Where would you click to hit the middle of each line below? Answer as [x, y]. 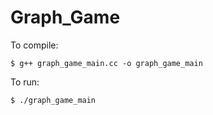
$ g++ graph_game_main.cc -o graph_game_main [106, 63]
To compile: [34, 45]
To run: [25, 82]
